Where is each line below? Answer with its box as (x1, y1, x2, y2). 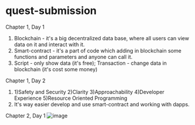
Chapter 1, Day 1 (5, 23, 45, 30)
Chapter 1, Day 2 (5, 77, 46, 84)
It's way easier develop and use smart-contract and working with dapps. (14, 100, 190, 107)
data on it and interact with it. (14, 41, 85, 48)
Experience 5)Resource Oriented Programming (14, 95, 127, 102)
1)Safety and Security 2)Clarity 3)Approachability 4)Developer (14, 88, 165, 95)
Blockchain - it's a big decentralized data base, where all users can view (14, 34, 189, 41)
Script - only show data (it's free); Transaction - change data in (14, 60, 167, 67)
